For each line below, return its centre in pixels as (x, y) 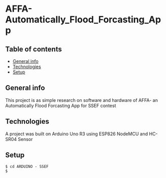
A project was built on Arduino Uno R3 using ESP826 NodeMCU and (77, 134)
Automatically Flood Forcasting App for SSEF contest (61, 105)
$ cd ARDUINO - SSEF (27, 167)
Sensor (25, 139)
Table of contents (34, 49)
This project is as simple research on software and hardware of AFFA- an (82, 100)
